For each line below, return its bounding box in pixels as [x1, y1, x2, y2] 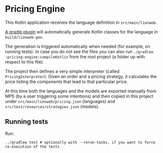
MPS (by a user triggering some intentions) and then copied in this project [5, 93, 153, 99]
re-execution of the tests [5, 144, 60, 149]
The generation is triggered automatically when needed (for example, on [5, 43, 150, 49]
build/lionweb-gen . [5, 34, 44, 40]
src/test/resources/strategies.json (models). [5, 103, 100, 109]
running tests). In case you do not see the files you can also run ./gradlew [5, 49, 153, 54]
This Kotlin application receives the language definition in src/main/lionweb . [5, 19, 157, 25]
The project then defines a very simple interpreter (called [5, 68, 120, 74]
